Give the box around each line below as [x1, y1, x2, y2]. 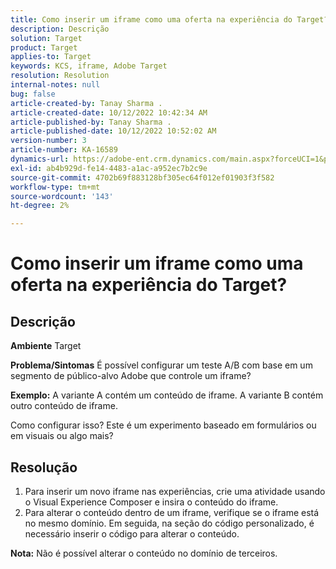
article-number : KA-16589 [10, 145, 118, 155]
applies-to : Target [10, 52, 92, 62]
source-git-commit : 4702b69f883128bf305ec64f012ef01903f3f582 [10, 172, 275, 183]
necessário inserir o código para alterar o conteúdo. [24, 527, 240, 540]
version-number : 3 [10, 136, 87, 146]
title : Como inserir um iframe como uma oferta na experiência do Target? [10, 14, 329, 25]
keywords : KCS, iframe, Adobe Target [10, 61, 168, 71]
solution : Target [10, 33, 83, 43]
